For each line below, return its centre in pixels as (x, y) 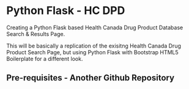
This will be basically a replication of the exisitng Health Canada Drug (94, 46)
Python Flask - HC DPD (66, 11)
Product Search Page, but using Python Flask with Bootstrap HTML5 (92, 52)
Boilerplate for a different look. (45, 59)
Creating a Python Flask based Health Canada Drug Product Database (95, 27)
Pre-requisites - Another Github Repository (91, 78)
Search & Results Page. (36, 34)
